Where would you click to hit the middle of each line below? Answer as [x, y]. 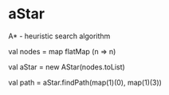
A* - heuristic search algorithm [59, 36]
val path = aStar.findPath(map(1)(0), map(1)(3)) [85, 82]
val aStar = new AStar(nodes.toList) [67, 67]
